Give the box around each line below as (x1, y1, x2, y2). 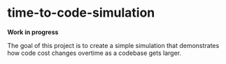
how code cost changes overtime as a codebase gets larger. (7, 49, 182, 57)
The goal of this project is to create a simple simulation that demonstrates (7, 41, 220, 49)
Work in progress (7, 28, 59, 36)
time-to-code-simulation (7, 5, 155, 21)
